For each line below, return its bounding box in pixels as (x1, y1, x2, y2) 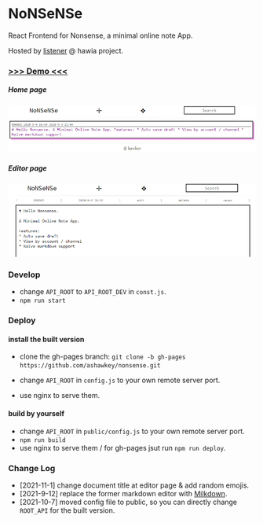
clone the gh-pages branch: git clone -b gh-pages (19, 352, 186, 362)
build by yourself (8, 408, 65, 418)
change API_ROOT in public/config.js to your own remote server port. (19, 426, 245, 436)
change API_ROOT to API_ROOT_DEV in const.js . (19, 287, 166, 296)
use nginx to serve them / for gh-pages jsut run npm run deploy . (19, 443, 226, 452)
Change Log (8, 462, 56, 473)
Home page (8, 85, 47, 94)
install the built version (8, 334, 85, 344)
